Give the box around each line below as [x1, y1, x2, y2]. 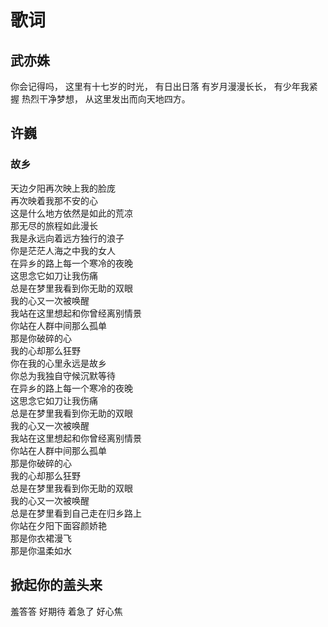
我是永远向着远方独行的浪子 [10, 232, 125, 244]
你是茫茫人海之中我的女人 [10, 244, 116, 256]
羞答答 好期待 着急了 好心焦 [10, 605, 123, 617]
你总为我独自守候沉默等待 [10, 369, 116, 381]
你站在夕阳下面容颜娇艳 [10, 519, 107, 531]
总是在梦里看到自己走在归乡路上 [10, 507, 142, 519]
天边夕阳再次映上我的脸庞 [10, 182, 116, 194]
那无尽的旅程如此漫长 [10, 219, 98, 231]
